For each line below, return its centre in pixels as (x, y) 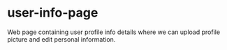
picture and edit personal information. (61, 39)
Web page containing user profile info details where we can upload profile (114, 32)
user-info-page (53, 13)
